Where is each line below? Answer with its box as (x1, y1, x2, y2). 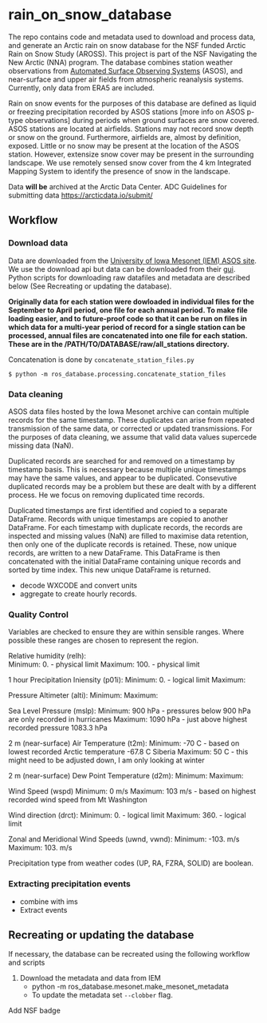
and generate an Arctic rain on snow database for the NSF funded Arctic (8, 40, 246, 50)
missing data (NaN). (8, 440, 74, 450)
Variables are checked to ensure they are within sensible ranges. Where (8, 627, 245, 637)
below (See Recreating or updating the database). (8, 281, 172, 291)
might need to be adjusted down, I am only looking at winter (8, 755, 205, 765)
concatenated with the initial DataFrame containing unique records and (8, 556, 241, 566)
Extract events (19, 905, 68, 914)
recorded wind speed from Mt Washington (8, 795, 147, 805)
